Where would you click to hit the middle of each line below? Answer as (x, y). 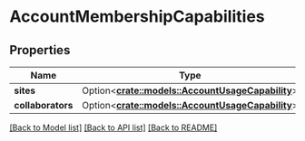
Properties (40, 50)
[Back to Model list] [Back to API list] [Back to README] (113, 127)
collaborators (44, 105)
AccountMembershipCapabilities (137, 17)
